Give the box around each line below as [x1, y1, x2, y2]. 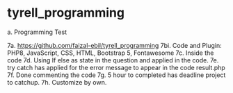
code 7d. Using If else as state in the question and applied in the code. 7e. [7, 56, 219, 64]
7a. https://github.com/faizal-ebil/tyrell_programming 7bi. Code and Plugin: [7, 41, 222, 49]
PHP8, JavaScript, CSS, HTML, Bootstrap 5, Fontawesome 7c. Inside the [7, 49, 214, 57]
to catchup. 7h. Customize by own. [7, 78, 107, 86]
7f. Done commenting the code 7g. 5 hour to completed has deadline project [7, 71, 226, 79]
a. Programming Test [7, 28, 67, 36]
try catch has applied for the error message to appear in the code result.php [7, 63, 226, 71]
